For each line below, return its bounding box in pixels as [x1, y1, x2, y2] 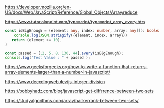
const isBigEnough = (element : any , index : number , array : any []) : [5, 28, 145, 33]
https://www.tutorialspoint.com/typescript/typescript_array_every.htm [5, 19, 145, 24]
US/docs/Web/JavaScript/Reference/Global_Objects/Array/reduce [5, 9, 138, 15]
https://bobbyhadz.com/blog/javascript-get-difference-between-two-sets [5, 88, 154, 94]
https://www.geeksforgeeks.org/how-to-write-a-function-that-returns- [5, 64, 148, 70]
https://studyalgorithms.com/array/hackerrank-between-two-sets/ [5, 98, 139, 104]
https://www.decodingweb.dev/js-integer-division [5, 79, 105, 85]
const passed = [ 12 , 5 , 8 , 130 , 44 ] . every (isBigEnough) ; [5, 51, 123, 56]
